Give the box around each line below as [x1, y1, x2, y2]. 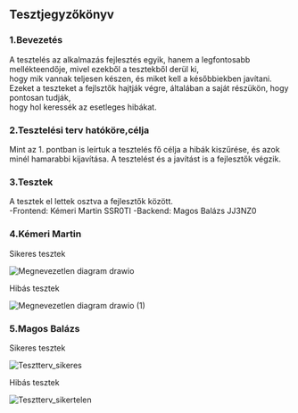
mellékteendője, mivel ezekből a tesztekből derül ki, [9, 63, 199, 74]
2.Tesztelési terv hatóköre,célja [9, 124, 150, 136]
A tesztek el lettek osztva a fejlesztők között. [9, 196, 174, 207]
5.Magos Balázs [9, 322, 80, 335]
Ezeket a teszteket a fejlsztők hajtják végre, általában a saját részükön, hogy [9, 82, 289, 93]
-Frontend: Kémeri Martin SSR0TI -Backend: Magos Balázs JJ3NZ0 [9, 205, 257, 217]
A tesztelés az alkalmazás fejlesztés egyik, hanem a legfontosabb [9, 54, 251, 65]
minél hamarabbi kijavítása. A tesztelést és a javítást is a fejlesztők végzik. [9, 153, 281, 164]
